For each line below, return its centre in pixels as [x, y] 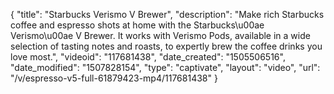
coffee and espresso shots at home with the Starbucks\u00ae [137, 25]
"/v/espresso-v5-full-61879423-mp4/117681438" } [114, 78]
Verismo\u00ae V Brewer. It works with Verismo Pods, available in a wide [160, 35]
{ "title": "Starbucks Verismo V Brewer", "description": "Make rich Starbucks [167, 14]
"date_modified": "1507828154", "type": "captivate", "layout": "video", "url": [165, 67]
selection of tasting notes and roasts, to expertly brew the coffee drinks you [166, 46]
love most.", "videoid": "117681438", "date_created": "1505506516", [148, 57]
